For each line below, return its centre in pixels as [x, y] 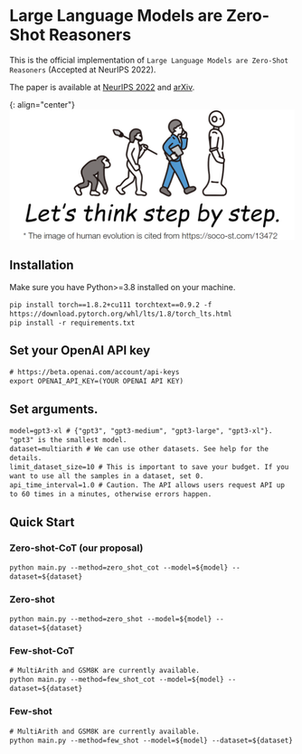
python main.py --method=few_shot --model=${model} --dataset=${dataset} [151, 740]
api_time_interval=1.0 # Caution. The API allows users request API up [147, 485]
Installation [42, 265]
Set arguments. [54, 409]
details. [26, 458]
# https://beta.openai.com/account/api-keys [94, 372]
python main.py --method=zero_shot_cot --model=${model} [119, 567]
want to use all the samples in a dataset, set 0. [107, 476]
